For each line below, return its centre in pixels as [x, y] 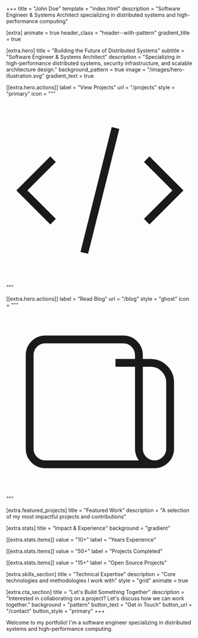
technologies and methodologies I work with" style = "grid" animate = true [97, 580]
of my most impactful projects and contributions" [66, 516]
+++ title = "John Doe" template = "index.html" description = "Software [93, 9]
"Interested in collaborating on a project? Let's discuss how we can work [95, 598]
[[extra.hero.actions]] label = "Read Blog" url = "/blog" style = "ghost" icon [98, 299]
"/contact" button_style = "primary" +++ [56, 611]
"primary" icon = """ [31, 94]
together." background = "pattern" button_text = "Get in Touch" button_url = [99, 605]
